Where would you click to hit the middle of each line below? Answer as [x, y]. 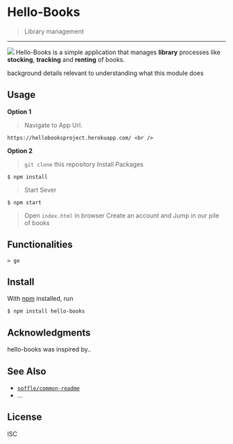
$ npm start [24, 202]
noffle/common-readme [48, 388]
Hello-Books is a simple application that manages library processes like [118, 52]
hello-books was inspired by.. [49, 350]
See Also [27, 371]
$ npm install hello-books [46, 311]
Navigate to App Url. [53, 125]
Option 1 [19, 111]
